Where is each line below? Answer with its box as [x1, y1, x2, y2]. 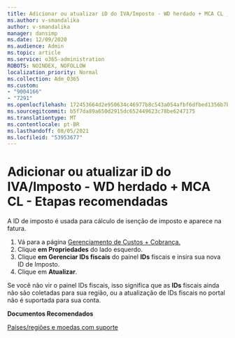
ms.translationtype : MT [7, 114, 77, 121]
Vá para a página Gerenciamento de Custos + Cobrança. [17, 238, 180, 246]
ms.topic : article [7, 50, 61, 57]
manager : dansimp [7, 29, 58, 37]
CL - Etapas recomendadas [7, 194, 169, 210]
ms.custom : [7, 82, 39, 89]
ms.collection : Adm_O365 [7, 75, 80, 83]
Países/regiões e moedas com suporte [7, 323, 119, 332]
